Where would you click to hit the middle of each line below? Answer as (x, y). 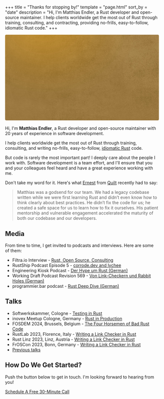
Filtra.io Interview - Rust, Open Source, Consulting (63, 260)
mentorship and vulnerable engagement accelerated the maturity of (85, 213)
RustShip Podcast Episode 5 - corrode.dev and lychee (67, 265)
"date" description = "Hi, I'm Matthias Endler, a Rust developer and (72, 12)
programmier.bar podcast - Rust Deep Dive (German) (66, 286)
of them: (13, 251)
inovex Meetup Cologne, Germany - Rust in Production (67, 318)
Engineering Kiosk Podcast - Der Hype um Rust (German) (70, 271)
